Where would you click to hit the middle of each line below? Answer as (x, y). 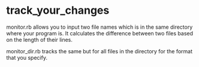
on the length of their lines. (40, 39)
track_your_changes (58, 10)
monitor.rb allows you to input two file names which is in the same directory (99, 27)
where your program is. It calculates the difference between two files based (100, 33)
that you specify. (27, 57)
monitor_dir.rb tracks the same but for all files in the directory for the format (99, 51)
